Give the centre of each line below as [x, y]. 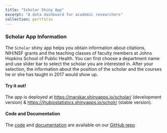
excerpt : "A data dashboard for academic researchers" [64, 15]
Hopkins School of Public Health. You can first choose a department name [82, 58]
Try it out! [16, 86]
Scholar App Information [36, 37]
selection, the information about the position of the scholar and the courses [84, 69]
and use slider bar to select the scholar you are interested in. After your [79, 64]
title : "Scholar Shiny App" [35, 10]
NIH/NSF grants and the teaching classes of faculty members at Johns [79, 53]
